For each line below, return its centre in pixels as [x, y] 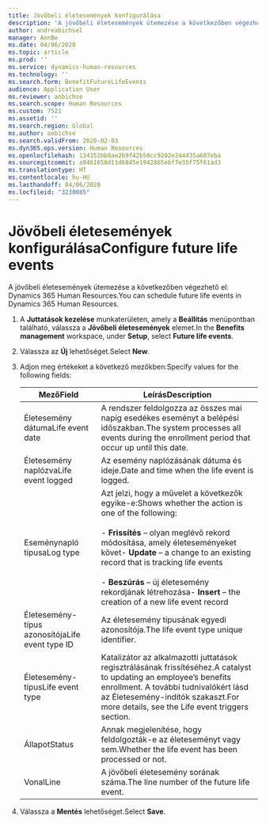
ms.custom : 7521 [35, 112]
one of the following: [139, 513]
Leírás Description [177, 394]
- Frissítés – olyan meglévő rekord [165, 533]
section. [116, 716]
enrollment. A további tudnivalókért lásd [175, 687]
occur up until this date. [144, 447]
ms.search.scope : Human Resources [65, 104]
